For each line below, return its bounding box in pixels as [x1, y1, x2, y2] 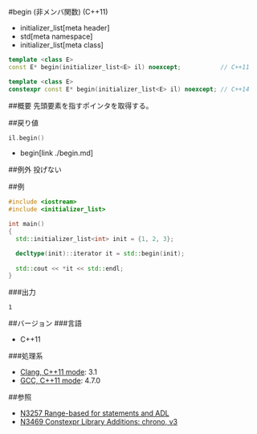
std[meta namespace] [19, 31, 93, 41]
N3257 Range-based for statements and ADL [19, 408, 170, 418]
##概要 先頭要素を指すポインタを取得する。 [8, 100, 153, 110]
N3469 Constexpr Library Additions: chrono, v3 [19, 417, 178, 427]
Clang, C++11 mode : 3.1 [19, 367, 98, 377]
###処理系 [8, 351, 43, 361]
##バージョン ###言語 [8, 318, 82, 328]
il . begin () [8, 133, 45, 142]
